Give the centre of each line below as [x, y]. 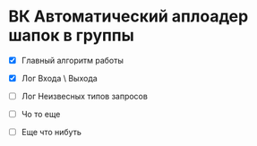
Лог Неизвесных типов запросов [85, 97]
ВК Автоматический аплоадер [128, 17]
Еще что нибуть [51, 133]
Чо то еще [41, 115]
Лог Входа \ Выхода [59, 78]
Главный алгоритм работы [73, 60]
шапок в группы [72, 35]
